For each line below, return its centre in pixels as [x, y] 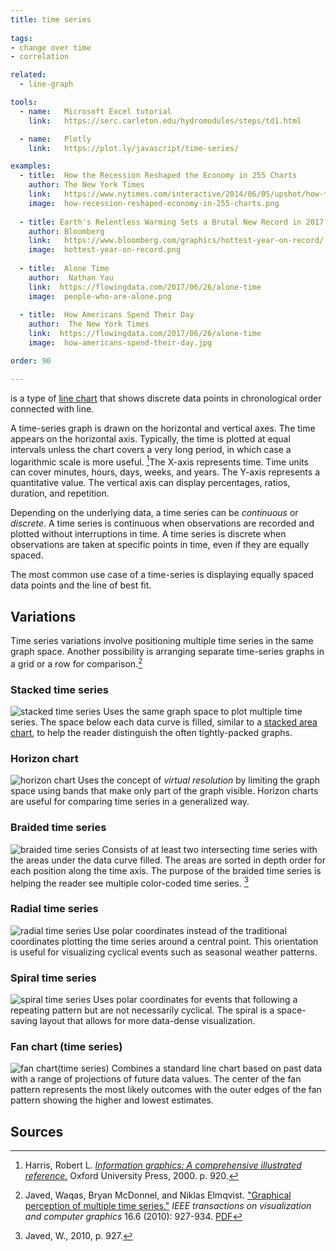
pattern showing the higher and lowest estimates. [112, 1100]
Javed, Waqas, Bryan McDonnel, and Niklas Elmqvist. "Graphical [158, 1195]
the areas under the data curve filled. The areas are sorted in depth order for [168, 860]
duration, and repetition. [60, 493]
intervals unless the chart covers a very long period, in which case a [151, 449]
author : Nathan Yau [71, 277]
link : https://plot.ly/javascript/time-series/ [134, 148]
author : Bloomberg [66, 231]
